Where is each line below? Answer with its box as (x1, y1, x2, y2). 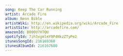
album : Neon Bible (5, 16, 42, 21)
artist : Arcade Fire (5, 12, 47, 17)
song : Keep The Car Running (5, 7, 62, 12)
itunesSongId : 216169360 (5, 39, 55, 44)
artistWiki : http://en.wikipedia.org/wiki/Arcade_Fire (5, 20, 119, 26)
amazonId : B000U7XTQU (5, 30, 49, 35)
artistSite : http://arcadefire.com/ (5, 25, 79, 30)
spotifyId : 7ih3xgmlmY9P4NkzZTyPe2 (5, 35, 77, 39)
